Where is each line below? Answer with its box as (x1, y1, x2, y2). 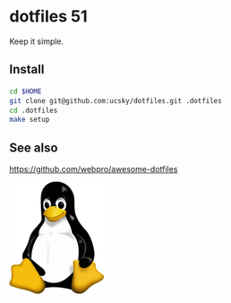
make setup (9, 115, 50, 125)
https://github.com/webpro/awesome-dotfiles (9, 164, 178, 175)
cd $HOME (9, 87, 42, 96)
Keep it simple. (9, 36, 64, 47)
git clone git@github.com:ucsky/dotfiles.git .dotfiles (9, 96, 222, 105)
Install (9, 62, 45, 77)
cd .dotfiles (9, 106, 58, 115)
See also (9, 140, 58, 155)
